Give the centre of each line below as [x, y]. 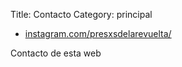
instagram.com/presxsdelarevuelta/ [98, 33]
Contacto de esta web [56, 53]
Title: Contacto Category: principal [81, 14]
